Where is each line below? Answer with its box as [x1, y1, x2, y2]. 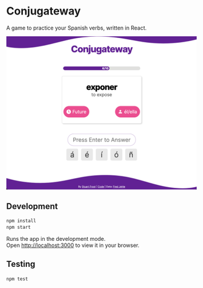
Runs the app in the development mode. [6, 235, 106, 243]
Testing [6, 259, 36, 269]
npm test [6, 276, 28, 282]
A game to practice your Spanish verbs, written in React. [6, 24, 147, 31]
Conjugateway [6, 4, 81, 18]
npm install [6, 218, 36, 224]
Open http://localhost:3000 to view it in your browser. [6, 242, 140, 249]
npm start [6, 225, 31, 231]
